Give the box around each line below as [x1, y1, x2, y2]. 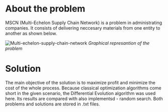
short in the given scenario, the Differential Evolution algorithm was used [5, 90, 156, 96]
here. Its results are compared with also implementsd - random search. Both [5, 95, 163, 101]
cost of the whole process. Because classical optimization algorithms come [5, 85, 162, 91]
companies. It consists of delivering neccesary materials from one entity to [5, 25, 160, 31]
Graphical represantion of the [88, 40, 150, 46]
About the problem [5, 3, 86, 15]
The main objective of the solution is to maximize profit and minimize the [5, 79, 156, 85]
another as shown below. [5, 30, 57, 36]
